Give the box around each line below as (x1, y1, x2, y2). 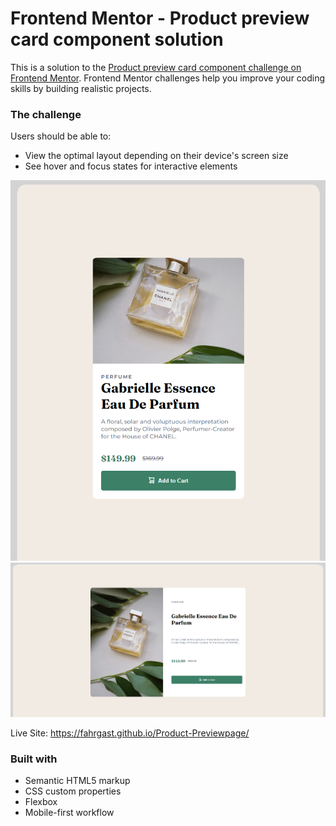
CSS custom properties (24, 785, 122, 797)
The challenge (10, 107, 82, 121)
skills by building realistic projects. (10, 82, 152, 94)
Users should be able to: (10, 130, 112, 142)
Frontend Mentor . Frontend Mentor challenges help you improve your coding (10, 72, 326, 84)
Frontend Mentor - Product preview (10, 7, 310, 30)
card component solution (10, 28, 224, 51)
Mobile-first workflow (24, 807, 115, 819)
